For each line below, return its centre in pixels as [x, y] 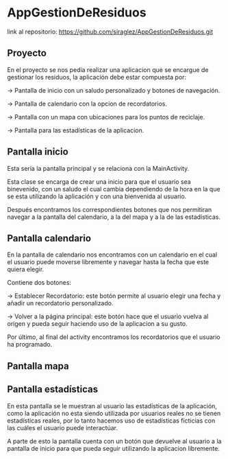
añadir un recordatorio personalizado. [60, 303]
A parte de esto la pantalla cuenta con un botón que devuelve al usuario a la [114, 441]
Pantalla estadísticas [52, 389]
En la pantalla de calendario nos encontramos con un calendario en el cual [112, 255]
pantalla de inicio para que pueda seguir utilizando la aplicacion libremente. [114, 448]
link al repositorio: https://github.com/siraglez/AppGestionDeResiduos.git [110, 32]
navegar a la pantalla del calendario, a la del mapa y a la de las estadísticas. [114, 217]
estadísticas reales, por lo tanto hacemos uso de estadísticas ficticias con [111, 421]
